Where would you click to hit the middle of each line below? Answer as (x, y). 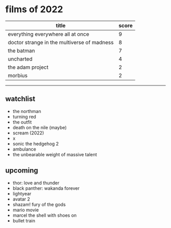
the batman (21, 50)
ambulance (24, 149)
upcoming (22, 171)
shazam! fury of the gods (39, 204)
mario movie (26, 210)
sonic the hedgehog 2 (36, 144)
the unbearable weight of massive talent (55, 154)
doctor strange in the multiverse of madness (61, 42)
